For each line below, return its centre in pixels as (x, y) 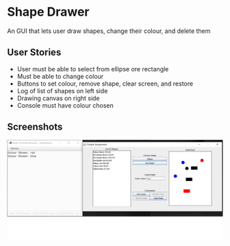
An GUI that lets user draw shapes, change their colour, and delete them (109, 31)
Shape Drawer (48, 12)
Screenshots (35, 127)
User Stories (34, 52)
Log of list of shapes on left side (62, 90)
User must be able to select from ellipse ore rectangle (93, 69)
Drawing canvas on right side (59, 98)
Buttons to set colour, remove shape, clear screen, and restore (105, 84)
